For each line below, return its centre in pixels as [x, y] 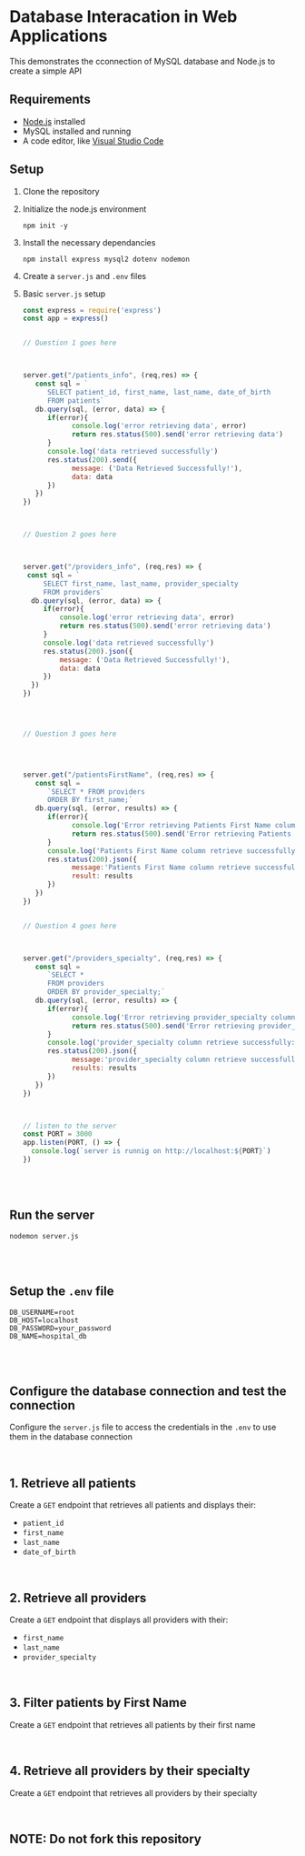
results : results [104, 1068]
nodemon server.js [44, 1236]
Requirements [50, 100]
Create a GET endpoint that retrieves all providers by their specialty [133, 1792]
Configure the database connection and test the [148, 1391]
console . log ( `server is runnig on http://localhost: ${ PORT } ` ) [151, 1151]
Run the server [52, 1215]
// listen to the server [69, 1126]
